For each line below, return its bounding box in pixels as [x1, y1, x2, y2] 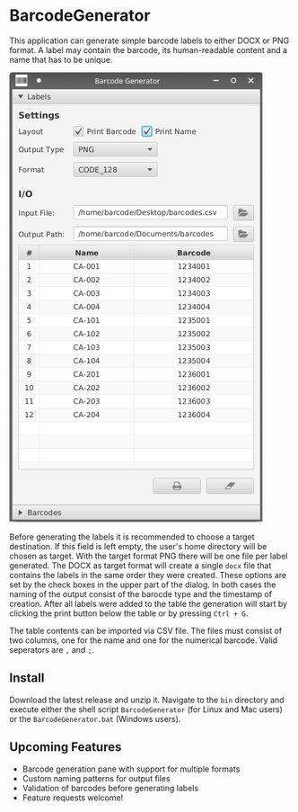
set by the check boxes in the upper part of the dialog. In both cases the [9, 579, 276, 590]
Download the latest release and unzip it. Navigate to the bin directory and [9, 694, 285, 705]
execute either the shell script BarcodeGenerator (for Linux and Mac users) [9, 703, 283, 715]
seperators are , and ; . [9, 644, 94, 655]
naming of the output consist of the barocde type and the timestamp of [9, 588, 272, 599]
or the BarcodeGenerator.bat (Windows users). [9, 713, 181, 724]
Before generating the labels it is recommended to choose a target [9, 531, 255, 542]
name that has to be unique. [9, 54, 113, 65]
